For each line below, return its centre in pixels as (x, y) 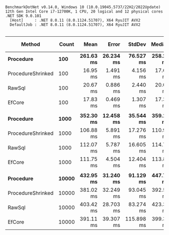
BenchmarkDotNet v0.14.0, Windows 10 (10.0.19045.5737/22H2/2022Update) (83, 7)
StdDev (137, 44)
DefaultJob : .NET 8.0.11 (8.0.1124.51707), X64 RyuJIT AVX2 (75, 25)
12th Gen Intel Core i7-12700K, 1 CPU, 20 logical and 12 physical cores (84, 12)
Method (30, 44)
